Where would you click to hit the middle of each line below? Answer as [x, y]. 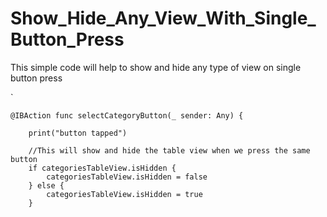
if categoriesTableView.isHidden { [102, 168]
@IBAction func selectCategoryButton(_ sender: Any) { [127, 115]
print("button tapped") [78, 133]
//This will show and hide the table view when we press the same [169, 150]
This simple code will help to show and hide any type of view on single [156, 67]
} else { [46, 185]
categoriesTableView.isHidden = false [127, 177]
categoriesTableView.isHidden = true [124, 194]
